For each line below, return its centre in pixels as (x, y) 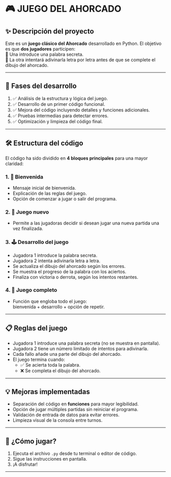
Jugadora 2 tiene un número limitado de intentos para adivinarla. (80, 348)
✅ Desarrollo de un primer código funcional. (59, 104)
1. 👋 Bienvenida (24, 177)
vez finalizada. (28, 229)
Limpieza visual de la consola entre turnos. (58, 420)
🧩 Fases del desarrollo (41, 86)
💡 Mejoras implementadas (48, 392)
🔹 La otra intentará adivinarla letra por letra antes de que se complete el (80, 60)
